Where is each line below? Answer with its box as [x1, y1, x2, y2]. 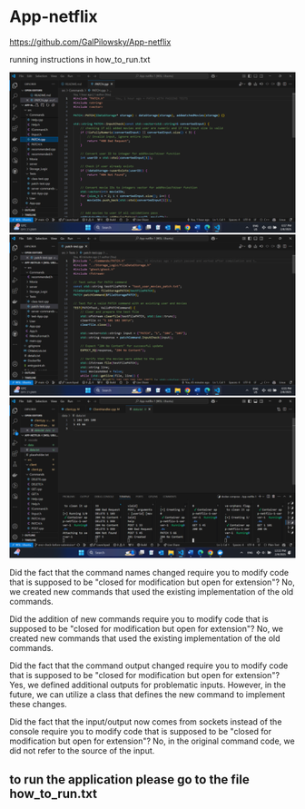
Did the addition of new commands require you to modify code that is [9, 614, 270, 625]
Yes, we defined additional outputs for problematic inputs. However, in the [9, 679, 286, 691]
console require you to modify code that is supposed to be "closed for [9, 726, 272, 737]
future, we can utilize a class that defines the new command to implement [9, 689, 286, 700]
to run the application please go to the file [9, 772, 250, 787]
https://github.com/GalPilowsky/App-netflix [9, 36, 172, 47]
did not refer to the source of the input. [9, 745, 155, 756]
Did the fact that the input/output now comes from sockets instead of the [9, 716, 282, 727]
